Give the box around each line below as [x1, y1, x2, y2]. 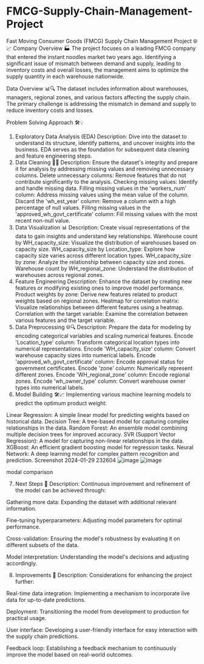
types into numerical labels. [15, 383, 84, 391]
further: [15, 578, 35, 585]
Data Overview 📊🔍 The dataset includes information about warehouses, [6, 85, 189, 92]
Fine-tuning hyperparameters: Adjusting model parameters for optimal [6, 516, 182, 524]
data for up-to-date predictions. [6, 596, 86, 603]
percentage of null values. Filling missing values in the [15, 204, 151, 211]
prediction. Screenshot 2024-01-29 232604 [6, 456, 117, 464]
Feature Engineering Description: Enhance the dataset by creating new [15, 278, 192, 285]
